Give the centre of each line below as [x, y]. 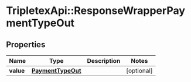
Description [104, 61]
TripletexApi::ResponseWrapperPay [96, 11]
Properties [26, 44]
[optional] [139, 71]
